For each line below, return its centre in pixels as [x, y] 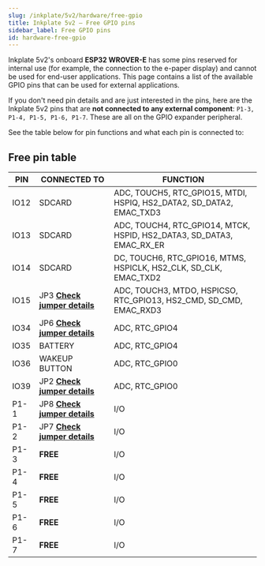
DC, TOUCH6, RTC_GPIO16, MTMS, [180, 258]
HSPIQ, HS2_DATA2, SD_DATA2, [174, 203]
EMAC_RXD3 [138, 310]
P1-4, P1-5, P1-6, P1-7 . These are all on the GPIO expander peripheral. [125, 117]
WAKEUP [56, 358]
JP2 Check [60, 381]
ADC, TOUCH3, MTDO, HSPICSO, [176, 290]
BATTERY [57, 346]
